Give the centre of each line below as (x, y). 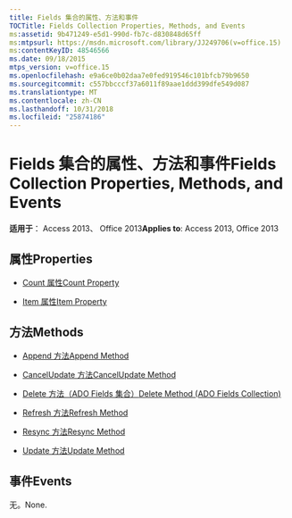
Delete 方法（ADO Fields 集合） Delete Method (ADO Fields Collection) (151, 393)
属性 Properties (51, 259)
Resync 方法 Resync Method (74, 431)
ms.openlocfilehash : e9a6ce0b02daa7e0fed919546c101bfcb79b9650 (129, 76)
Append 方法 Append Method (75, 355)
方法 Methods (46, 333)
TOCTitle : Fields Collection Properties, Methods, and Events (127, 26)
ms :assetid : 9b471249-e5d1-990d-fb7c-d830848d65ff (105, 34)
